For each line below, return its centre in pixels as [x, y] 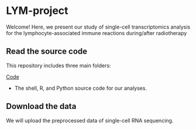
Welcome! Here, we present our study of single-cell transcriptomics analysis [98, 27]
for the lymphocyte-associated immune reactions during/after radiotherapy [97, 33]
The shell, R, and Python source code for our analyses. [81, 88]
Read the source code [47, 52]
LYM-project [37, 11]
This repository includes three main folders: [59, 65]
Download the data [41, 106]
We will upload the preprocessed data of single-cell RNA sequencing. [90, 120]
